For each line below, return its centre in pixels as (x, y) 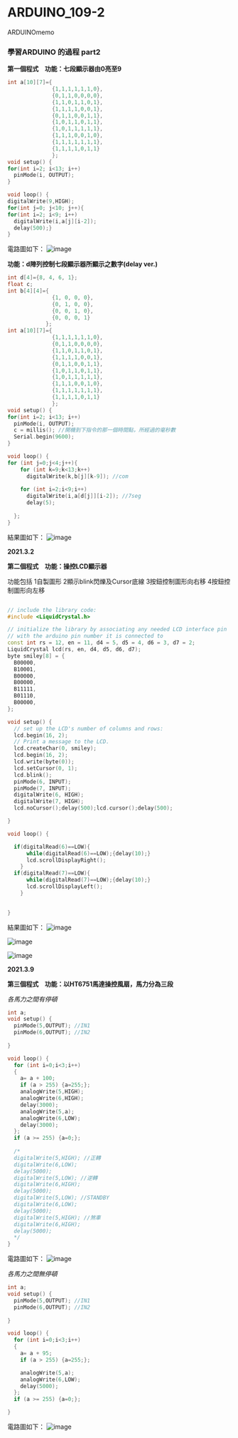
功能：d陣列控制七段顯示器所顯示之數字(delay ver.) (82, 264)
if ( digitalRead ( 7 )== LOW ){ (52, 873)
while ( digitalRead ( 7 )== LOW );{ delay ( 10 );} (88, 880)
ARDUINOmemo (31, 32)
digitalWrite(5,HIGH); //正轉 (57, 1158)
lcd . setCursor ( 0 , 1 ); (46, 768)
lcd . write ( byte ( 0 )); (44, 762)
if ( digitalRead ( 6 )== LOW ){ (52, 847)
